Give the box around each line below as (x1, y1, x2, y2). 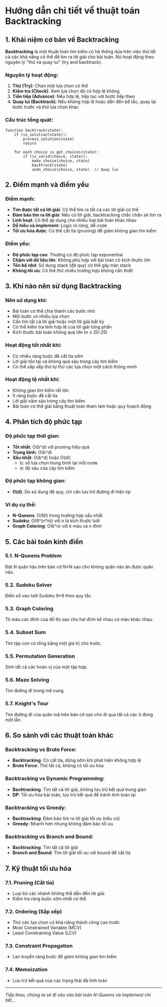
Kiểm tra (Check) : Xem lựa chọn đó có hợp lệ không (12, 88, 120, 94)
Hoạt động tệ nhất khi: (5, 376, 60, 383)
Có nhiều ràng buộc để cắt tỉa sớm (12, 353, 83, 359)
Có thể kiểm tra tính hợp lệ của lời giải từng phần (12, 324, 112, 330)
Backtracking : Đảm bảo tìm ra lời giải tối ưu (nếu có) (12, 815, 120, 821)
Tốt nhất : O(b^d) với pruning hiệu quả (12, 444, 89, 450)
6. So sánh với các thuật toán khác (5, 731, 114, 739)
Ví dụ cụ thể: (5, 501, 37, 508)
